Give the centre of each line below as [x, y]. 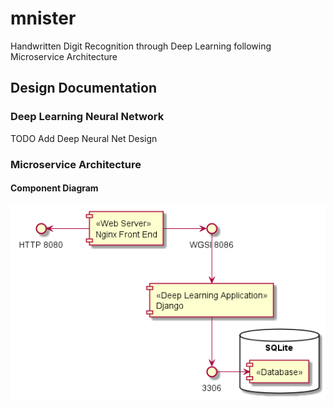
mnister [43, 18]
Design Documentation [83, 88]
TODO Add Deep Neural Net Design [84, 138]
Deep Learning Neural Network [87, 117]
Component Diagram [54, 188]
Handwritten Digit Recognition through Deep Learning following [141, 46]
